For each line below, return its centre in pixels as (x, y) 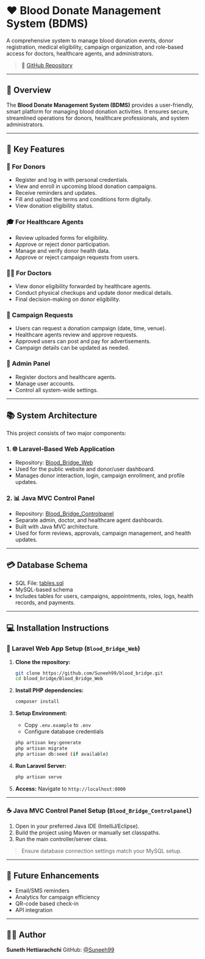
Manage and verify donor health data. (63, 250)
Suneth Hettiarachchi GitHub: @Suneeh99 (60, 949)
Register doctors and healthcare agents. (66, 377)
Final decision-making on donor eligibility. (68, 299)
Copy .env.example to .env (58, 725)
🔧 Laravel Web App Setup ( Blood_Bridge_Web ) (73, 649)
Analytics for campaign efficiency (57, 897)
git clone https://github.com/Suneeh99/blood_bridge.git (89, 673)
